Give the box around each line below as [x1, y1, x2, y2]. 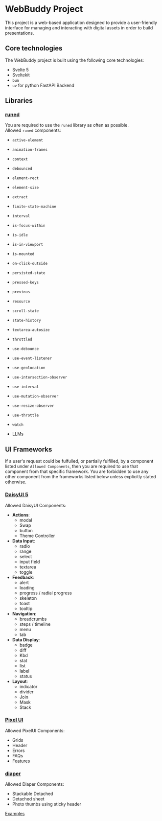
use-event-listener [12, 356, 52, 361]
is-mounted [12, 252, 35, 257]
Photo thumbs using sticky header [12, 801, 82, 807]
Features [12, 758, 30, 764]
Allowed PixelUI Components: [5, 727, 65, 733]
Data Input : [12, 538, 36, 544]
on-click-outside [12, 261, 48, 266]
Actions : [12, 512, 30, 517]
